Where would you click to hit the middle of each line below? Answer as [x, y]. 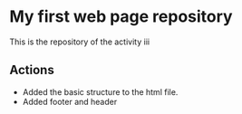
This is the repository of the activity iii [80, 42]
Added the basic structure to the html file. [100, 91]
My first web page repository [121, 17]
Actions [32, 70]
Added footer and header [70, 101]
